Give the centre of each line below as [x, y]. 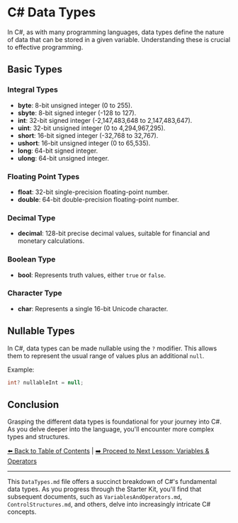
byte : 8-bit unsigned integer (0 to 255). [75, 105]
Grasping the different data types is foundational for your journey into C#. [114, 422]
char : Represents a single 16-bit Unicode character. [93, 308]
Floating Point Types [44, 176]
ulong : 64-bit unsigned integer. [63, 158]
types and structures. [39, 437]
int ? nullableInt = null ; [45, 382]
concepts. [22, 512]
